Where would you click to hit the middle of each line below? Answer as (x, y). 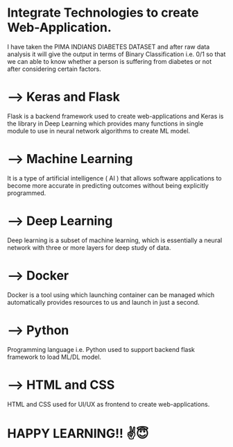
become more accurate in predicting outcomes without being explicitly (108, 185)
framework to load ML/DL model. (54, 357)
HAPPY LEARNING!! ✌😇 (78, 433)
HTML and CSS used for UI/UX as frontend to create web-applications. (109, 404)
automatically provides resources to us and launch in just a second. (103, 302)
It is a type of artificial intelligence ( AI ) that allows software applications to (114, 178)
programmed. (27, 193)
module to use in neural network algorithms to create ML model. (99, 130)
